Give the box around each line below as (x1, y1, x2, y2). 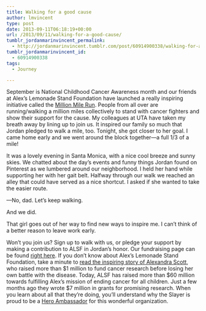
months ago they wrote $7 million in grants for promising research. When (6, 285, 191, 292)
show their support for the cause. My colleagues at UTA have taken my (6, 114, 186, 121)
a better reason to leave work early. (6, 227, 96, 234)
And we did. (6, 209, 37, 216)
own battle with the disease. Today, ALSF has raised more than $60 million (6, 271, 195, 279)
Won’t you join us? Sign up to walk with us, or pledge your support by (6, 239, 182, 246)
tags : (6, 60, 20, 66)
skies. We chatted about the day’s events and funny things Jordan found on (6, 159, 197, 166)
